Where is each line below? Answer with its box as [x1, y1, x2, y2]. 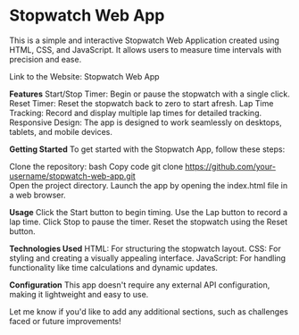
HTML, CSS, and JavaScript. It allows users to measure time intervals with [9, 44, 282, 54]
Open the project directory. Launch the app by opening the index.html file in [9, 180, 288, 190]
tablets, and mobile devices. [9, 126, 113, 137]
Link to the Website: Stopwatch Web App [9, 71, 160, 81]
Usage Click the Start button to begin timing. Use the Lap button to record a [9, 206, 288, 217]
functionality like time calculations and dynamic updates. [9, 262, 219, 272]
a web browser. [9, 189, 66, 200]
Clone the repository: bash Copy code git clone [9, 161, 184, 172]
